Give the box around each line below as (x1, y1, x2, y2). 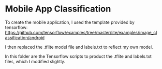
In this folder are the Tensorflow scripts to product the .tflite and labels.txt (5, 53, 152, 59)
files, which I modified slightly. (5, 58, 65, 64)
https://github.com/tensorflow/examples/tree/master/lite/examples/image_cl (5, 29, 157, 35)
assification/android (5, 35, 45, 41)
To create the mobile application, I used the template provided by (5, 19, 135, 25)
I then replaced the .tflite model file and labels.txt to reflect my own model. (5, 44, 153, 50)
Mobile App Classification (5, 3, 111, 14)
